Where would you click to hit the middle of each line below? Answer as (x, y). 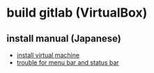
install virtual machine (48, 55)
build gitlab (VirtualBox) (77, 13)
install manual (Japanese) (64, 39)
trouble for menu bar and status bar (68, 63)
